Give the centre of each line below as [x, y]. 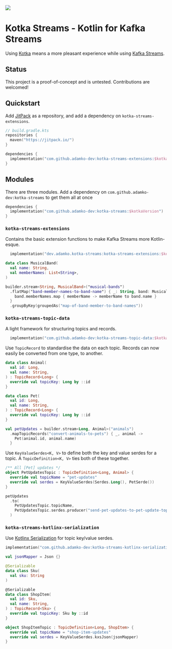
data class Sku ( [23, 571]
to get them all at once [69, 197]
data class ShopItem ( [28, 594]
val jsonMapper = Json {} [33, 557]
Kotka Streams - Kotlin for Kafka [76, 28]
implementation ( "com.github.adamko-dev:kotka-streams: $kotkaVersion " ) [87, 212]
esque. [13, 245]
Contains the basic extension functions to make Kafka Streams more [78, 239]
